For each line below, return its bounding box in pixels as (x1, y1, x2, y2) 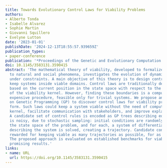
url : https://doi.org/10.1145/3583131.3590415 (9, 155, 108, 160)
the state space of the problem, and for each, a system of (9, 123, 137, 128)
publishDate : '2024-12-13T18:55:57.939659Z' (5, 44, 99, 49)
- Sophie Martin (5, 26, 39, 31)
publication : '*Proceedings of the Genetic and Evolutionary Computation (5, 58, 162, 63)
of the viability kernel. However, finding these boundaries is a (9, 90, 150, 95)
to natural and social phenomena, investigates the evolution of (9, 72, 148, 77)
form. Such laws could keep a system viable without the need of (9, 104, 148, 109)
